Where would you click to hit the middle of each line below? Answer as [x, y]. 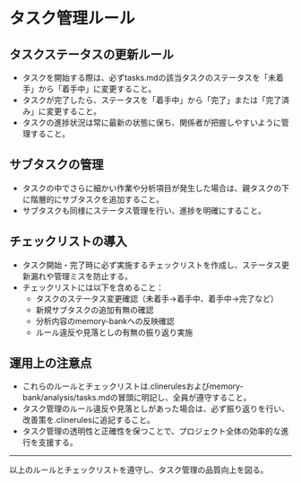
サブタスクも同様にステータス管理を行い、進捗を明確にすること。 [144, 210]
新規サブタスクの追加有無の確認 [95, 310]
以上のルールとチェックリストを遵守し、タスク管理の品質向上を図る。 [139, 470]
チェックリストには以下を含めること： [93, 287]
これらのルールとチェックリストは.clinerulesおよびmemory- [133, 386]
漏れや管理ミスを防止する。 [81, 276]
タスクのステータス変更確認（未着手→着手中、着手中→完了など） [157, 298]
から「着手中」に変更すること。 [97, 89]
